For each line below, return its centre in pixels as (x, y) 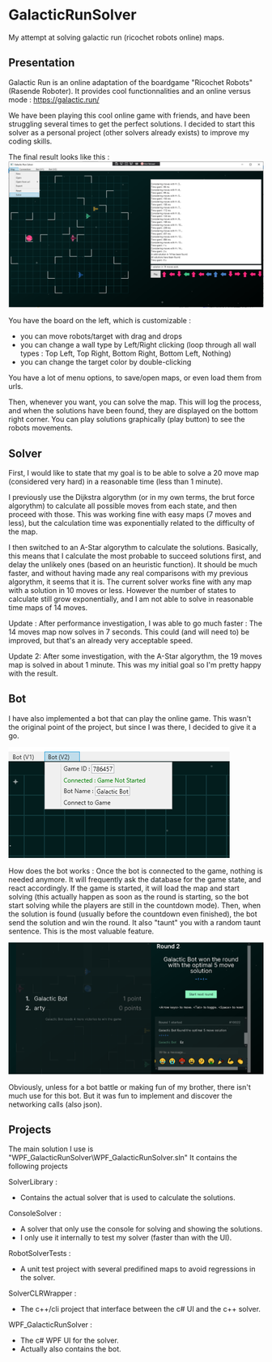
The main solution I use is (51, 1149)
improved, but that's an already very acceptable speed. (100, 640)
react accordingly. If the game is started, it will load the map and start (124, 888)
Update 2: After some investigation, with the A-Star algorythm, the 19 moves (136, 656)
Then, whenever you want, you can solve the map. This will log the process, (135, 402)
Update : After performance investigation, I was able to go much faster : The (136, 623)
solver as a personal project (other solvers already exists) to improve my (129, 132)
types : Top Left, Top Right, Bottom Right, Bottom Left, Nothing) (126, 353)
